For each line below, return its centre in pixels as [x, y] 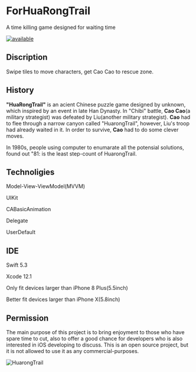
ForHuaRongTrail [48, 11]
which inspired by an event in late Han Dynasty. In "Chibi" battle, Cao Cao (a [98, 111]
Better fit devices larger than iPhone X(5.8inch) [63, 299]
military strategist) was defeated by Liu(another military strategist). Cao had [98, 117]
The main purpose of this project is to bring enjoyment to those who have [95, 332]
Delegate [17, 221]
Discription [27, 57]
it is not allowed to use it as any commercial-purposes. [73, 351]
